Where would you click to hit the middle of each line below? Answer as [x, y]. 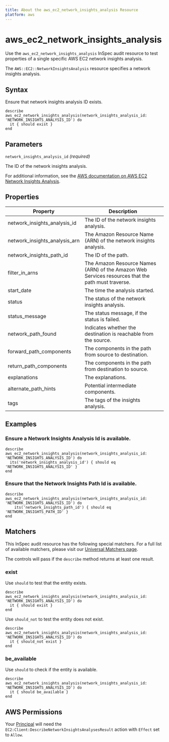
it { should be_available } [39, 692]
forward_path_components [39, 351]
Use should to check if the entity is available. [52, 670]
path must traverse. [108, 282]
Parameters [24, 144]
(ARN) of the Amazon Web [116, 269]
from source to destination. [116, 354]
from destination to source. [116, 369]
